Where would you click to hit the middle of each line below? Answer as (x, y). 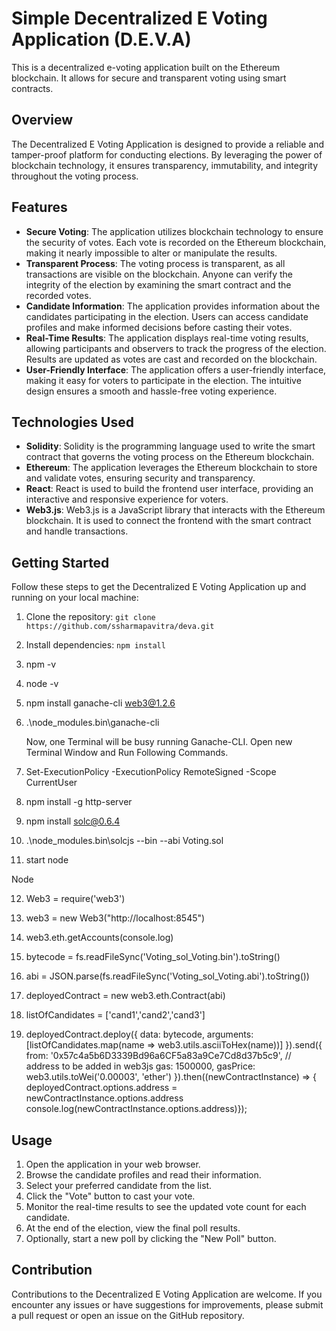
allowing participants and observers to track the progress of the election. (176, 348)
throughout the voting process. (75, 176)
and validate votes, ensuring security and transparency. (140, 478)
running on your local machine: (75, 598)
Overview (42, 120)
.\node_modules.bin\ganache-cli (92, 723)
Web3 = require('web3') (75, 899)
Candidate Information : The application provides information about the (173, 306)
